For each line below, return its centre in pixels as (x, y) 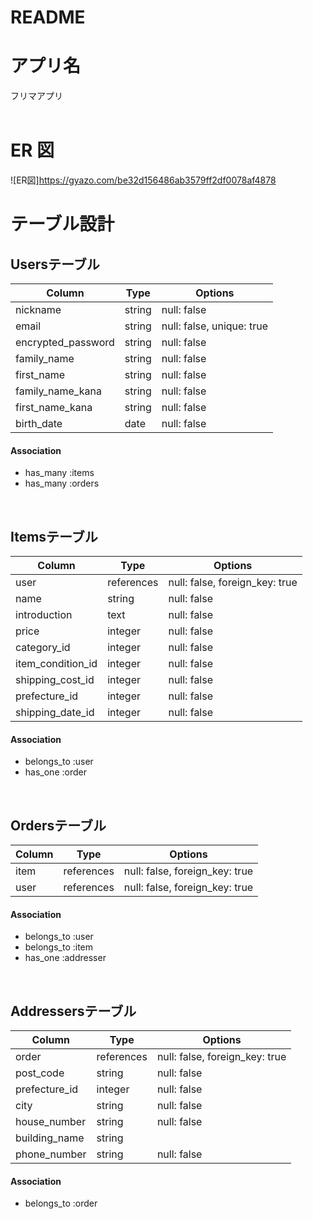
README (48, 17)
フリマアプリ (36, 96)
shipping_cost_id (55, 680)
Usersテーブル (55, 264)
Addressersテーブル (73, 1011)
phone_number (51, 1154)
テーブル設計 (62, 224)
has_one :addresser (65, 958)
